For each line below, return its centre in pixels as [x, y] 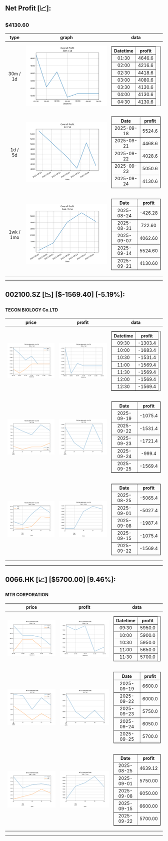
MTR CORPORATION [27, 595]
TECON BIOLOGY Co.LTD [32, 310]
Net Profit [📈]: [28, 8]
